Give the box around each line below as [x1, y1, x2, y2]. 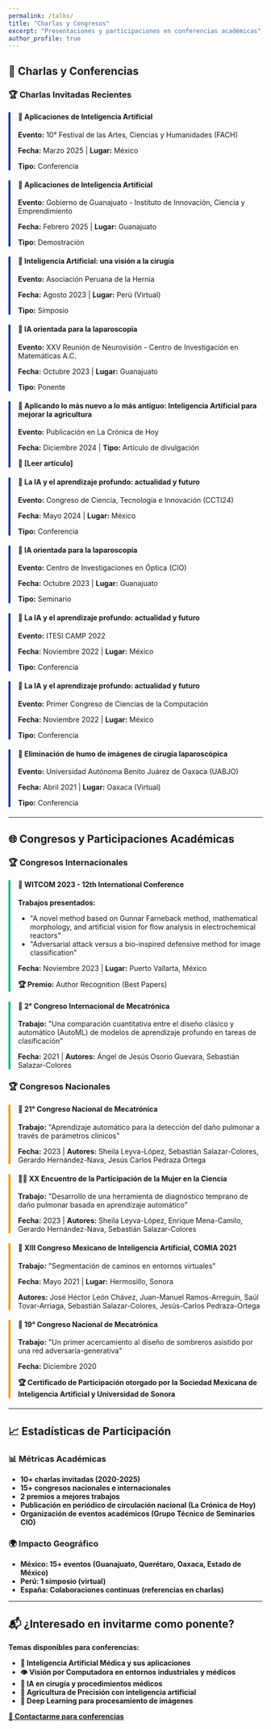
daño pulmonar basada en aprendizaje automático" [18, 1200, 188, 1210]
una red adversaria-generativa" [18, 1346, 123, 1356]
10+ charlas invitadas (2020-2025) [19, 1475, 141, 1484]
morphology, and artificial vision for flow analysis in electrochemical [29, 922, 256, 931]
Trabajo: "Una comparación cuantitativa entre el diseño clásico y [18, 1019, 235, 1029]
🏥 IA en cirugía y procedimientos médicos [19, 1679, 163, 1689]
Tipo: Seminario [18, 594, 72, 604]
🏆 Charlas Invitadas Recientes [8, 89, 131, 100]
